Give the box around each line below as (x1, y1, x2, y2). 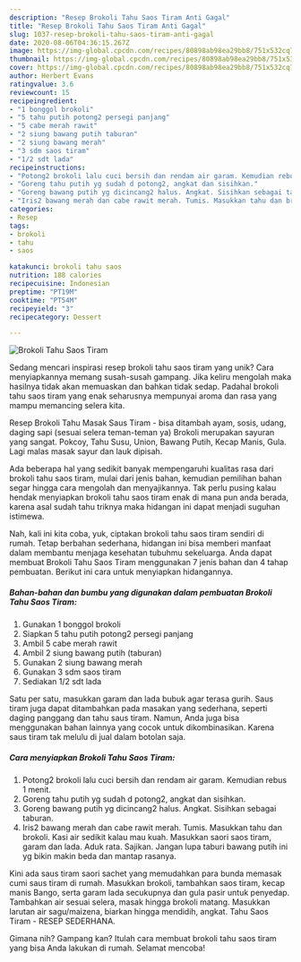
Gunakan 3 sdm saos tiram (21, 666, 122, 677)
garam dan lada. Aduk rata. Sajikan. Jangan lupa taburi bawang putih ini (21, 841, 288, 852)
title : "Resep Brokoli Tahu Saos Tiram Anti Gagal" (9, 21, 206, 30)
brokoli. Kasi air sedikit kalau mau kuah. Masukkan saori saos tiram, (21, 832, 271, 843)
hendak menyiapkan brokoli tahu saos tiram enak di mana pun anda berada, (9, 492, 289, 502)
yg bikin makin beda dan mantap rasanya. (21, 851, 176, 862)
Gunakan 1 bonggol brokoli (21, 619, 121, 630)
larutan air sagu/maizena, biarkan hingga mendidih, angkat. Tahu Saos (9, 906, 269, 917)
